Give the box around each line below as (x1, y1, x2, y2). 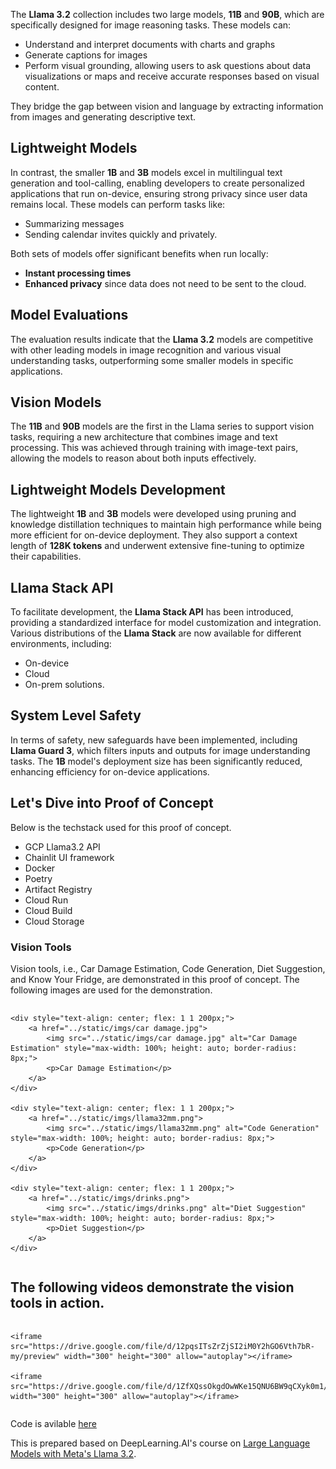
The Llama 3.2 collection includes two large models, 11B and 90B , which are (10, 9, 325, 20)
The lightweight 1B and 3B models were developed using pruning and (10, 508, 297, 520)
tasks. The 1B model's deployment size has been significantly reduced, (10, 755, 303, 767)
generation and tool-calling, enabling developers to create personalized (10, 177, 305, 189)
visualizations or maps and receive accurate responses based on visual (24, 70, 320, 82)
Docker (24, 862, 56, 874)
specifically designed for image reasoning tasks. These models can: (10, 19, 292, 31)
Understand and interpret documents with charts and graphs (24, 39, 276, 50)
